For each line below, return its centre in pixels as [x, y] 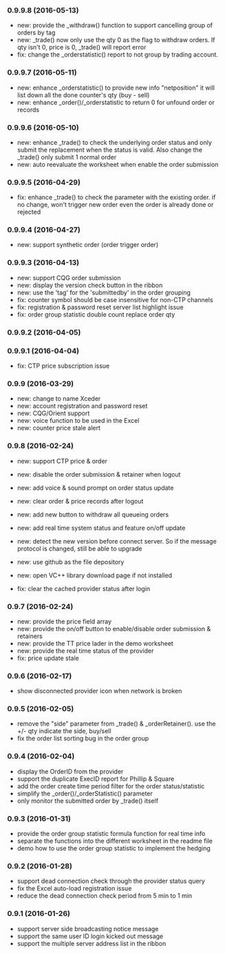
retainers [30, 636]
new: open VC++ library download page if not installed [95, 575]
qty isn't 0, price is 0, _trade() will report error [82, 48]
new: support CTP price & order [62, 461]
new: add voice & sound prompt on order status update [95, 488]
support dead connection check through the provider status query [111, 881]
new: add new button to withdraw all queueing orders [93, 514]
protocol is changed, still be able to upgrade [79, 548]
